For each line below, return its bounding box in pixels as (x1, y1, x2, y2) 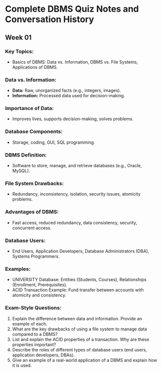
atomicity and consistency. (12, 292, 67, 298)
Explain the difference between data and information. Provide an (12, 315, 142, 321)
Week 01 (5, 33, 32, 42)
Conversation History (5, 14, 94, 25)
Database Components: (5, 128, 63, 135)
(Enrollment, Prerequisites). (12, 282, 68, 288)
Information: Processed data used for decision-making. (12, 93, 125, 99)
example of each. (12, 321, 47, 327)
